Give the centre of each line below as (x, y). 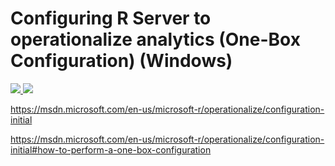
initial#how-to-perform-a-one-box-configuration (111, 149)
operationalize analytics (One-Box (155, 39)
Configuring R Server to (111, 18)
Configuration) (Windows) (121, 61)
